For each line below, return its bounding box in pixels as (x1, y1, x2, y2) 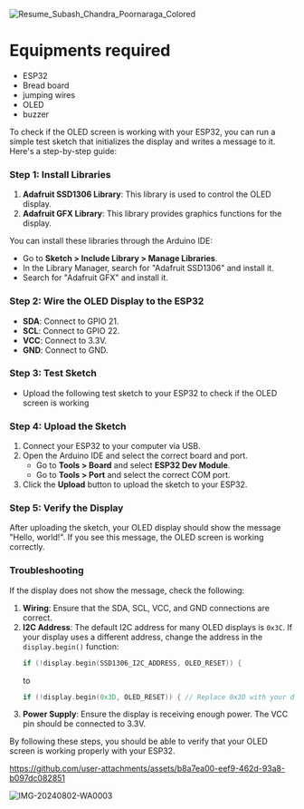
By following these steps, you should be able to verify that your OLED (9, 736, 269, 747)
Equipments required (9, 41, 171, 61)
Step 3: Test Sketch (9, 367, 98, 380)
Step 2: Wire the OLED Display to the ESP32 (9, 295, 204, 307)
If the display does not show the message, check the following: (9, 585, 245, 596)
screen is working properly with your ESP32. (9, 746, 176, 756)
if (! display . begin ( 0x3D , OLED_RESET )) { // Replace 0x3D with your (22, 692, 287, 702)
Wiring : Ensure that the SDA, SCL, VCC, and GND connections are (22, 602, 270, 613)
